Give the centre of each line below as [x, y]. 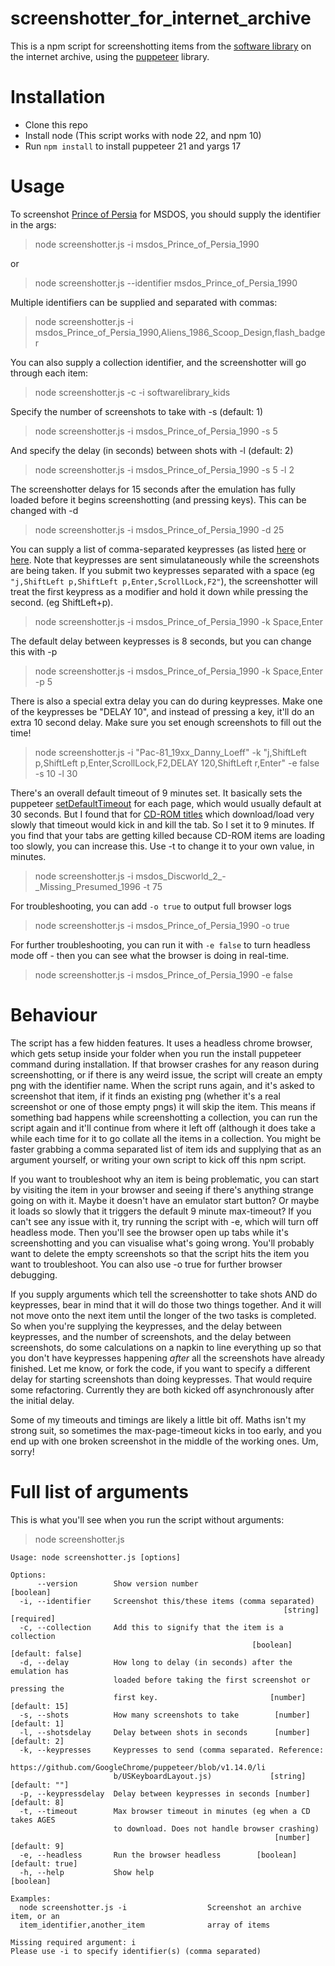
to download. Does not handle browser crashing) [216, 1828]
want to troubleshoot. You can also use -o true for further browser [146, 1264]
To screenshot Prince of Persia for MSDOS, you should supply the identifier [166, 214]
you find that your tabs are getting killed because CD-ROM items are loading [168, 835]
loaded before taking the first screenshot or [212, 1680]
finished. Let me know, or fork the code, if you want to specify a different [160, 1368]
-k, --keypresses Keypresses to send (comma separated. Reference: [172, 1750]
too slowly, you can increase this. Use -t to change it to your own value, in [162, 846]
